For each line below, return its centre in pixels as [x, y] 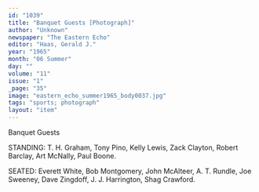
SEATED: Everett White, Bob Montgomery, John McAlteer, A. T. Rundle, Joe [130, 171]
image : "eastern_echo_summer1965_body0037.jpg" [88, 96]
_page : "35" [27, 88]
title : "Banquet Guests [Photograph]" [71, 23]
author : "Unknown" [38, 30]
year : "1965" [29, 52]
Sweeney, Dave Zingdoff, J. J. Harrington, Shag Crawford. [102, 179]
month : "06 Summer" [40, 60]
